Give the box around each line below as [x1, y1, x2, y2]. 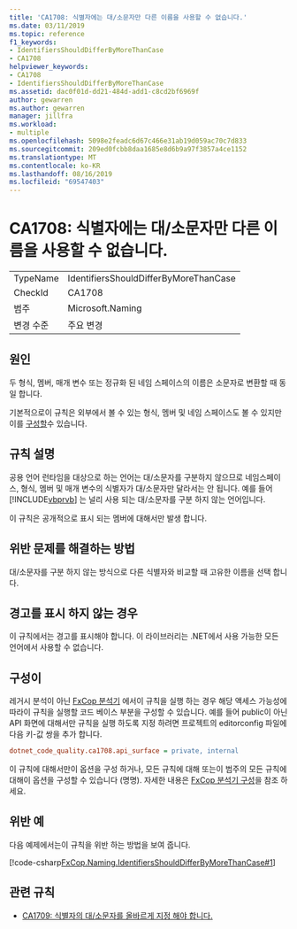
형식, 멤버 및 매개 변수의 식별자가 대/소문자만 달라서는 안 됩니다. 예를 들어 [20, 483, 273, 493]
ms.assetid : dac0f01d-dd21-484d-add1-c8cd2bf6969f [9, 87, 200, 96]
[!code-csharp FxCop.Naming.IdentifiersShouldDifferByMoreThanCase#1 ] [9, 856, 276, 868]
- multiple [9, 128, 49, 137]
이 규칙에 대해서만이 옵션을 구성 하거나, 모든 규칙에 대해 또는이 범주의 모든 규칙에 [9, 763, 287, 774]
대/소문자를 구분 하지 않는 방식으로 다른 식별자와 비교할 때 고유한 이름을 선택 [9, 566, 271, 577]
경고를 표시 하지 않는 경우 [9, 606, 139, 621]
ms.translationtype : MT [9, 152, 97, 162]
